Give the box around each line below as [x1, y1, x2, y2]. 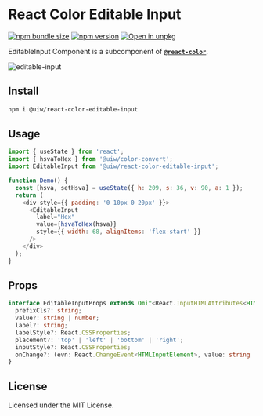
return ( [15, 191, 44, 199]
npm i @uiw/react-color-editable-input [8, 105, 139, 113]
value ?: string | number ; [15, 314, 100, 323]
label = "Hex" [36, 213, 76, 221]
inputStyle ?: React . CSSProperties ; [15, 343, 131, 351]
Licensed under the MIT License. [8, 400, 114, 410]
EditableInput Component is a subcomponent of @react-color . [8, 46, 209, 56]
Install [8, 85, 39, 98]
